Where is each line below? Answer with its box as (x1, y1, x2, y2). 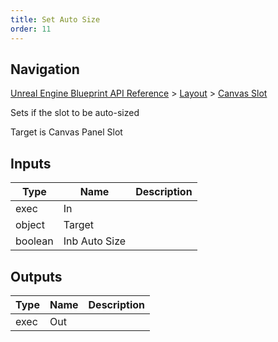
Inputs (10, 155, 52, 172)
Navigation (10, 61, 80, 78)
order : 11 (10, 24, 52, 34)
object (15, 218, 45, 232)
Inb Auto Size (63, 234, 127, 248)
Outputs (10, 268, 63, 285)
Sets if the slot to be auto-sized (10, 107, 140, 119)
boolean (15, 234, 54, 248)
